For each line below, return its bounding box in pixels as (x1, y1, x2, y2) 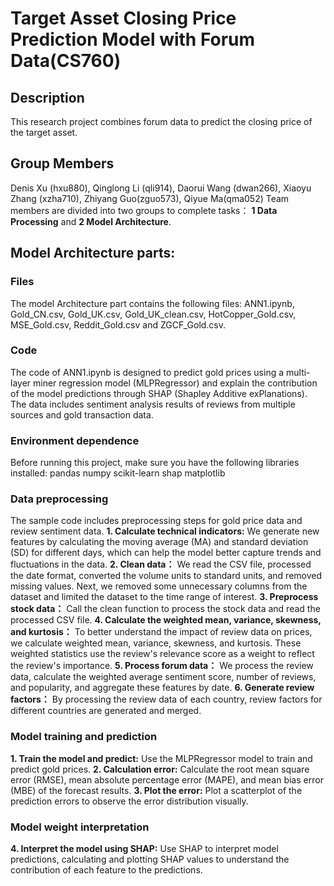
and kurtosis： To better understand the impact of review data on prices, (10, 626, 313, 638)
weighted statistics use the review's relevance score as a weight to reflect (10, 648, 315, 660)
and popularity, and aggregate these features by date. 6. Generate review (10, 682, 315, 694)
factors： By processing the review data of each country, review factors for (10, 693, 323, 706)
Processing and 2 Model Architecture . (10, 215, 172, 227)
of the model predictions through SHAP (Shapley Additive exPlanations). (10, 387, 308, 399)
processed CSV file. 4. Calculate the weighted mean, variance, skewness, (10, 614, 322, 626)
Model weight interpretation (10, 820, 150, 834)
